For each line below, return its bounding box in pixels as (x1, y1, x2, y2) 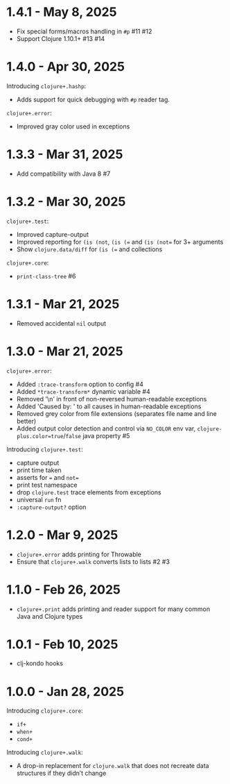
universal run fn (16, 495, 62, 503)
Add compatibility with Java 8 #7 (16, 169, 111, 178)
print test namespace (16, 481, 78, 489)
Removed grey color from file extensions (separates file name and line (16, 409, 218, 417)
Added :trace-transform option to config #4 (16, 380, 143, 388)
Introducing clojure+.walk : (6, 748, 84, 757)
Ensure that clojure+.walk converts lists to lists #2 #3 (16, 557, 170, 566)
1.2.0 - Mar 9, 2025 (6, 527, 118, 542)
